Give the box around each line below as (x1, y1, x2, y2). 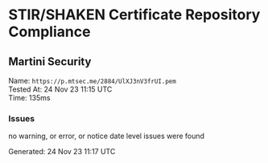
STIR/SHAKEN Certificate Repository (8, 6, 261, 24)
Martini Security (8, 55, 92, 68)
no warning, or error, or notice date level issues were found (8, 131, 205, 141)
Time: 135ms (8, 93, 51, 102)
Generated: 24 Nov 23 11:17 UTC (8, 147, 116, 157)
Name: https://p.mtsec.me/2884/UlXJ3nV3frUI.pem (8, 76, 177, 85)
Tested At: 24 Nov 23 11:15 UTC (8, 84, 113, 94)
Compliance (8, 22, 91, 41)
